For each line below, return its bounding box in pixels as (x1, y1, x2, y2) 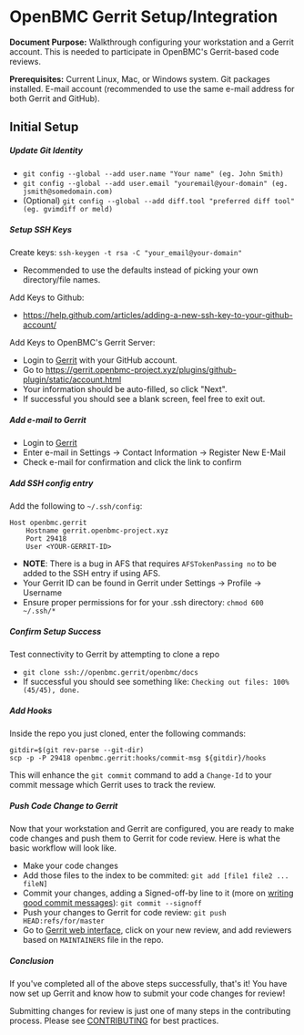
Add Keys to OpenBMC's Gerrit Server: (9, 337, 156, 348)
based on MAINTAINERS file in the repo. (22, 935, 164, 946)
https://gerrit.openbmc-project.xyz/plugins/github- (45, 365, 237, 376)
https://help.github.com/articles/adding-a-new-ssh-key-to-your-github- (22, 310, 293, 321)
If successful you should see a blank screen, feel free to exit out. (22, 394, 266, 405)
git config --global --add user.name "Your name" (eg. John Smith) (22, 170, 284, 179)
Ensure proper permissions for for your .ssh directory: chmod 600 (22, 597, 264, 608)
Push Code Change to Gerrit (9, 800, 118, 811)
